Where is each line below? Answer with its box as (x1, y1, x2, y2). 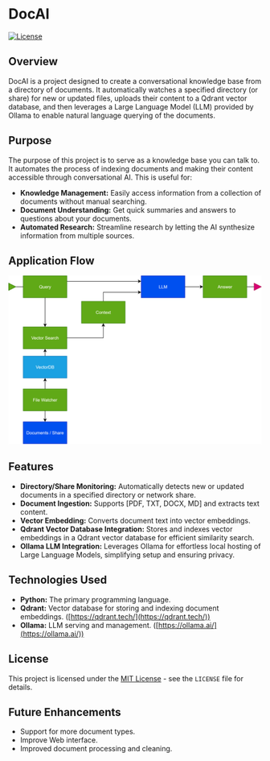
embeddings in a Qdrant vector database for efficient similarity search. (19, 532, 255, 542)
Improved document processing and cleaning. (19, 744, 173, 754)
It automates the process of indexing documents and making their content (8, 163, 253, 173)
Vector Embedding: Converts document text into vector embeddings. (19, 515, 251, 525)
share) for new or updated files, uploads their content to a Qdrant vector (8, 93, 247, 103)
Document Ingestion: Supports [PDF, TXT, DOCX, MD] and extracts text (19, 498, 260, 508)
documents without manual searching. (19, 196, 147, 206)
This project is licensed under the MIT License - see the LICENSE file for (8, 673, 243, 683)
